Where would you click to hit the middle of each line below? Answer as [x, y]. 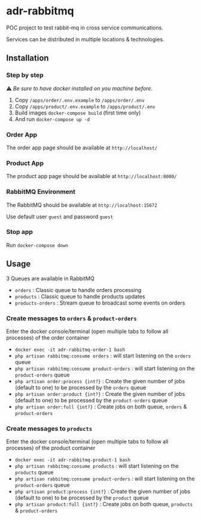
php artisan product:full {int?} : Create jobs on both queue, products [104, 504]
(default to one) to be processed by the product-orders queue [91, 400]
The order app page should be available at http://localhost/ [82, 148]
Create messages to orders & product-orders [71, 318]
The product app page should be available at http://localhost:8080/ [92, 176]
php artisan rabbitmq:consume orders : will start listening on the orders [103, 356]
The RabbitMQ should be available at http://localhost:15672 [82, 205]
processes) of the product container [51, 448]
